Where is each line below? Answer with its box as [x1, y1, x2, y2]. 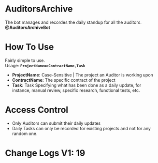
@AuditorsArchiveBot [5, 24, 51, 30]
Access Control [5, 104, 69, 116]
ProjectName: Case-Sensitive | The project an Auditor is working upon [12, 72, 154, 78]
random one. [12, 131, 38, 136]
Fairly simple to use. [5, 57, 45, 63]
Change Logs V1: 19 [5, 148, 86, 158]
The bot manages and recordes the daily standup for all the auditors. [5, 19, 142, 25]
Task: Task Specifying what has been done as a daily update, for [12, 82, 142, 88]
